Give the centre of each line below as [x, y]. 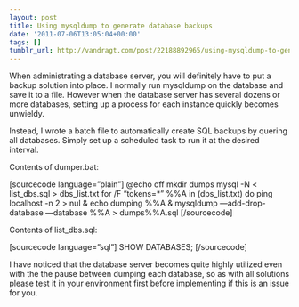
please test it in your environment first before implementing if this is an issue [149, 283]
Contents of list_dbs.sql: [53, 230]
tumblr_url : [31, 51]
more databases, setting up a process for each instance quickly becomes [144, 104]
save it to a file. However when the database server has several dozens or [145, 95]
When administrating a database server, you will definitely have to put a [140, 76]
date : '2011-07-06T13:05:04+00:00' [75, 34]
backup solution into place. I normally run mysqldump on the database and [146, 85]
